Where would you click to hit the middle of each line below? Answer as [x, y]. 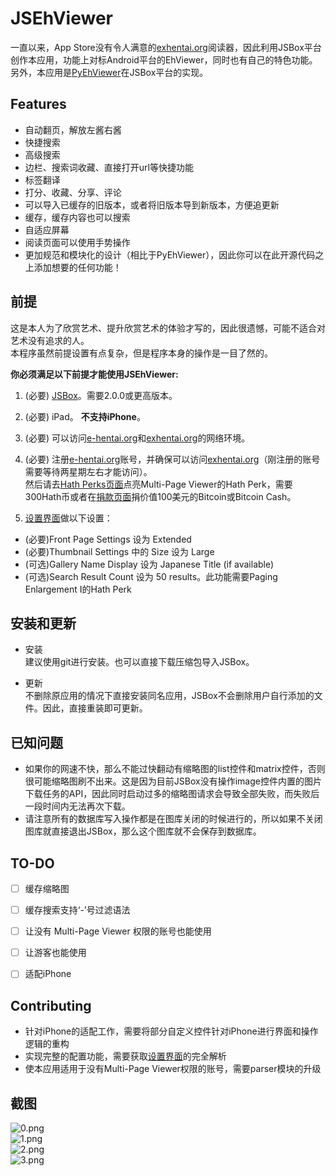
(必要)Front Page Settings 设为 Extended [108, 539]
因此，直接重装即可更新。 [95, 708]
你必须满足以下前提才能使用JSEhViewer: [94, 374]
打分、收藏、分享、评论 [73, 192]
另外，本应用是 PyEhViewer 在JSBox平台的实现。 [109, 72]
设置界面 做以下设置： [68, 518]
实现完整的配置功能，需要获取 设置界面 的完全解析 [125, 1056]
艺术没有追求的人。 [50, 340]
